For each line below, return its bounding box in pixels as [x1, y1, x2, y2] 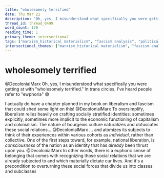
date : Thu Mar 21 [5, 12, 41, 17]
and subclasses [5, 168, 37, 174]
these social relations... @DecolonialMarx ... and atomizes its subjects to [5, 127, 150, 133]
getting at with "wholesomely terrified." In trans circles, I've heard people [5, 86, 152, 92]
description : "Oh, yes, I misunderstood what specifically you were [5, 16, 147, 21]
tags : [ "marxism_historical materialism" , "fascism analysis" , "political [5, 39, 161, 44]
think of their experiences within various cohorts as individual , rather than [5, 132, 154, 137]
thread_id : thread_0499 [5, 21, 54, 26]
